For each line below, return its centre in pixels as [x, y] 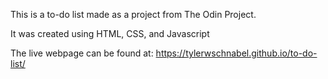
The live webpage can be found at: [82, 53]
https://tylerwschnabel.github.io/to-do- [236, 53]
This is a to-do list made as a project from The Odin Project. [133, 14]
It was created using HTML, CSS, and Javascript [110, 33]
